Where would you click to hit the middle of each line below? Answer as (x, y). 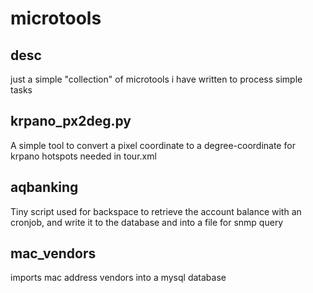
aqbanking (44, 187)
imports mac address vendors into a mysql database (118, 278)
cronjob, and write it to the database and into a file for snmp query (147, 222)
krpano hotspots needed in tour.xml (83, 156)
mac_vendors (53, 253)
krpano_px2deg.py (71, 121)
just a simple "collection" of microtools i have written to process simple (156, 79)
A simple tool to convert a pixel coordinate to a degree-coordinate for (153, 145)
